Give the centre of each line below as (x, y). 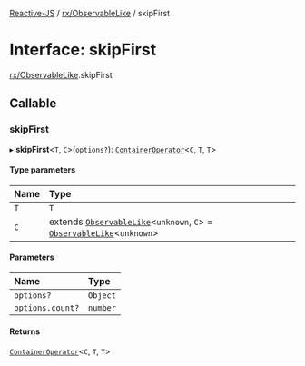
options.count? (47, 308)
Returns (25, 331)
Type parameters (43, 170)
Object (102, 296)
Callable (33, 104)
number (102, 308)
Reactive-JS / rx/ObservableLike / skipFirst (90, 13)
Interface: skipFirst (83, 50)
